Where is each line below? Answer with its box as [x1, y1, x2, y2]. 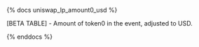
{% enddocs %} [6, 32, 53, 41]
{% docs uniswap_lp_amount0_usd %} [6, 6, 118, 14]
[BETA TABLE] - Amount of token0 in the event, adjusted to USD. [6, 19, 193, 27]
